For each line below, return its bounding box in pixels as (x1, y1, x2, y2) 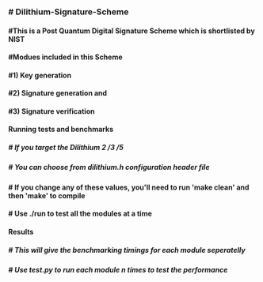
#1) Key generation (8, 70, 72, 80)
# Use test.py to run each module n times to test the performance (8, 265, 228, 274)
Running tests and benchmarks (8, 125, 113, 134)
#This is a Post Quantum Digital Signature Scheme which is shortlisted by (8, 26, 255, 36)
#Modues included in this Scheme (8, 52, 123, 62)
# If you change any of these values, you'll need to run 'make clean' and (8, 182, 250, 192)
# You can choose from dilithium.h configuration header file (8, 163, 210, 172)
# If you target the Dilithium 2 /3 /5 (8, 143, 124, 152)
